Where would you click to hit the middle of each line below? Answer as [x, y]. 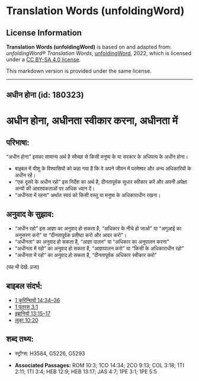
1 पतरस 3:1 [26, 307]
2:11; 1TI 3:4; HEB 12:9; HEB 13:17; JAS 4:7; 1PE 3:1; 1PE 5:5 [86, 372]
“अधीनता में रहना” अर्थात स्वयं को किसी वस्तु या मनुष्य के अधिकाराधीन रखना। [88, 195]
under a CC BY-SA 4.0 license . [44, 59]
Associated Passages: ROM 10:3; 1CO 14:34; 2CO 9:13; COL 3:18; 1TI [99, 365]
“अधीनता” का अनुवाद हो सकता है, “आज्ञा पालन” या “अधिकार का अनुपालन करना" [92, 242]
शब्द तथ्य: [20, 339]
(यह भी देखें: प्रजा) [23, 267]
